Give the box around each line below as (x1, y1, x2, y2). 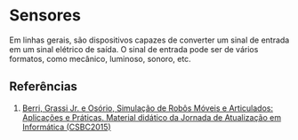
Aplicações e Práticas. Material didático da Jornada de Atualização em (21, 112, 282, 122)
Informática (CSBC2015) (21, 121, 111, 132)
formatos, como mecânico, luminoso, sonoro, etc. (9, 53, 191, 64)
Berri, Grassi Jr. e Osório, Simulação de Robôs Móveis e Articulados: (21, 103, 274, 113)
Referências (9, 79, 78, 94)
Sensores (9, 5, 82, 26)
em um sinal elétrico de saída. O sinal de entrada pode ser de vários (9, 43, 259, 54)
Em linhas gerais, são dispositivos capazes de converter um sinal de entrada (9, 35, 290, 45)
